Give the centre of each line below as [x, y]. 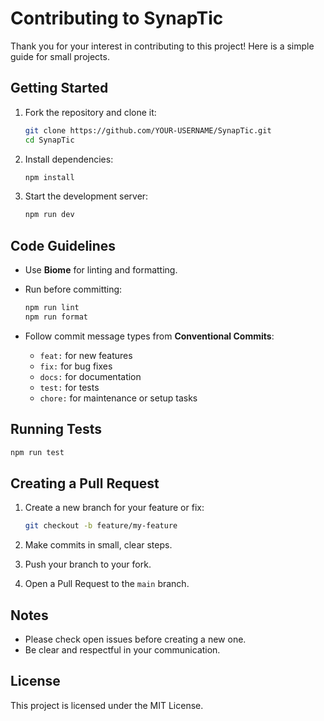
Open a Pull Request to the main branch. [107, 584]
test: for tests [69, 387]
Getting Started [59, 88]
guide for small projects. [60, 56]
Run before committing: [73, 289]
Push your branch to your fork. [88, 564]
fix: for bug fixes [76, 366]
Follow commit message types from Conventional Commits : [149, 336]
